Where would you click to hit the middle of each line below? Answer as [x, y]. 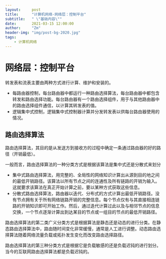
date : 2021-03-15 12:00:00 [40, 23]
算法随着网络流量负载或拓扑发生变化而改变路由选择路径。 [68, 235]
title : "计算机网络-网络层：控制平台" [46, 14]
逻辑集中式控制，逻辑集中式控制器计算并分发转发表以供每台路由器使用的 [86, 111]
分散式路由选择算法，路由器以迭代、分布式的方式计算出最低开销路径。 [84, 193]
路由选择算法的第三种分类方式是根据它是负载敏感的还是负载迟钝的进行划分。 [83, 245]
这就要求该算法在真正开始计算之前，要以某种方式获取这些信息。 [77, 187]
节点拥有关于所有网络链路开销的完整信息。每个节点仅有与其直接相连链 [88, 199]
